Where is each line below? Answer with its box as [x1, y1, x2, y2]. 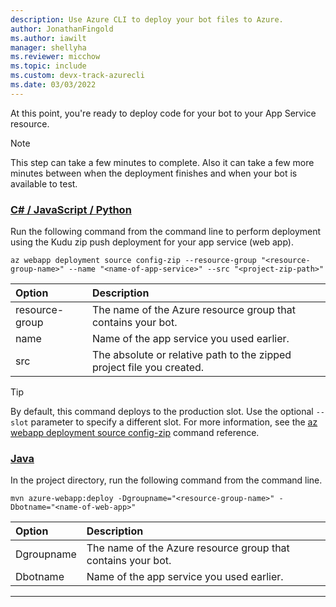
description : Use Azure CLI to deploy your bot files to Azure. [10, 14, 284, 25]
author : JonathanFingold [10, 24, 114, 34]
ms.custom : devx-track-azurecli [10, 71, 145, 81]
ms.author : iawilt [10, 33, 87, 43]
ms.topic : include [10, 61, 87, 71]
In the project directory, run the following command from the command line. [10, 474, 323, 486]
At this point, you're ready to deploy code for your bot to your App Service [10, 107, 317, 119]
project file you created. [91, 361, 205, 375]
